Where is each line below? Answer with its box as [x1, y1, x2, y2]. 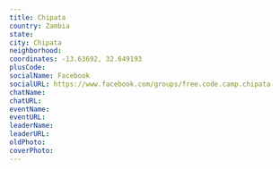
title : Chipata [9, 13, 66, 22]
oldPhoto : [9, 138, 47, 147]
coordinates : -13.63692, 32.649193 [9, 55, 143, 63]
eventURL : [9, 113, 47, 122]
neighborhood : [9, 46, 63, 55]
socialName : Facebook [9, 72, 91, 80]
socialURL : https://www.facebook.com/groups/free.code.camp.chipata [9, 80, 271, 89]
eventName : [9, 105, 50, 114]
